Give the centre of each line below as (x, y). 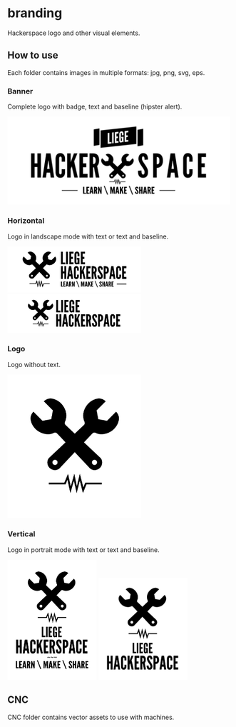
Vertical (21, 534)
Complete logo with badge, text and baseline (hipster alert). (95, 107)
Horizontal (26, 221)
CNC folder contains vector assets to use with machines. (91, 717)
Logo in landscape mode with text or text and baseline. (88, 236)
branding (35, 13)
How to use (33, 55)
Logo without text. (34, 364)
